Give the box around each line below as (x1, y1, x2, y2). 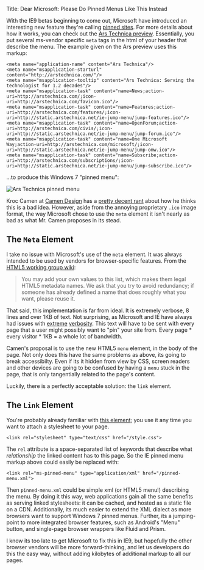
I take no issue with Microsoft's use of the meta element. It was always (6, 250, 183, 258)
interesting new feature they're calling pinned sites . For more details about (6, 24, 193, 31)
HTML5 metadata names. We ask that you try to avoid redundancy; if (21, 282, 194, 289)
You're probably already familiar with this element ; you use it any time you (6, 416, 192, 423)
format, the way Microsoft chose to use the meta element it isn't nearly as (6, 210, 190, 217)
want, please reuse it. (21, 294, 76, 302)
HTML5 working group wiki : (6, 263, 76, 271)
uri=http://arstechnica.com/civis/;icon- (6, 125, 113, 131)
